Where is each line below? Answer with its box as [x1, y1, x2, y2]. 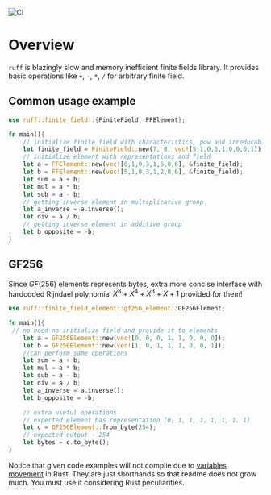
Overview [8, 36, 75, 54]
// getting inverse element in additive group [23, 220, 182, 229]
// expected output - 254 [23, 431, 110, 439]
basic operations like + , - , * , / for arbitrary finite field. [8, 71, 185, 81]
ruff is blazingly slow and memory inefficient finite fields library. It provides [8, 62, 260, 72]
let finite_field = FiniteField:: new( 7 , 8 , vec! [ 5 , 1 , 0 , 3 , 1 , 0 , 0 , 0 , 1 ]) [23, 145, 262, 153]
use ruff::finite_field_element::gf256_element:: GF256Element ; [8, 305, 226, 313]
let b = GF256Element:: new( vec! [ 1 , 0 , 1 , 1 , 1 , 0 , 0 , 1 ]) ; [23, 341, 226, 350]
